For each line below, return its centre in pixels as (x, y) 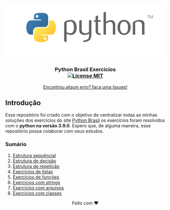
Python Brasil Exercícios (85, 69)
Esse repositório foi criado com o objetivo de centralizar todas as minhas (81, 115)
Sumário (16, 145)
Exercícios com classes (37, 193)
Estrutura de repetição (36, 166)
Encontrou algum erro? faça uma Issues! (85, 87)
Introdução (23, 103)
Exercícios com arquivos (38, 188)
